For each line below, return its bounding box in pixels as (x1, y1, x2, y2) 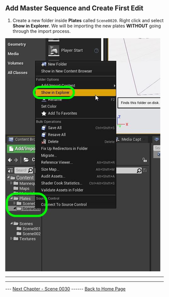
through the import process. (12, 28, 71, 34)
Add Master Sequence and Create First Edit (5, 4, 143, 13)
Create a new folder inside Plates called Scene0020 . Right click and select (12, 17, 164, 23)
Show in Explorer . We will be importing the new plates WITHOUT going (12, 23, 161, 29)
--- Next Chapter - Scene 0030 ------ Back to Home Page (5, 285, 126, 291)
